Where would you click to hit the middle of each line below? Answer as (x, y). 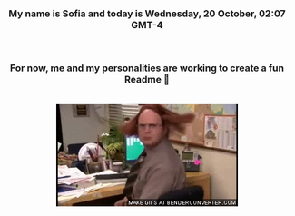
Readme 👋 (147, 80)
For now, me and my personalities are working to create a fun (147, 68)
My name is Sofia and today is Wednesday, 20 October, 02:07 (147, 14)
